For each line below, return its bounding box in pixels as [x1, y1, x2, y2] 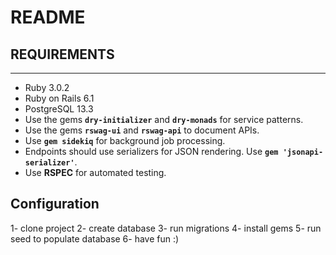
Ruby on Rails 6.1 [24, 92, 95, 104]
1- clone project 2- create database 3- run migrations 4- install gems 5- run [10, 222, 322, 234]
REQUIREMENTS [10, 46, 115, 63]
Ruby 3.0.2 [24, 82, 70, 93]
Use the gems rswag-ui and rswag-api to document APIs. [24, 124, 260, 136]
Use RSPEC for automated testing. [24, 167, 167, 178]
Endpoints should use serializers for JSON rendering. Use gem [24, 146, 279, 157]
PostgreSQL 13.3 [24, 103, 94, 115]
